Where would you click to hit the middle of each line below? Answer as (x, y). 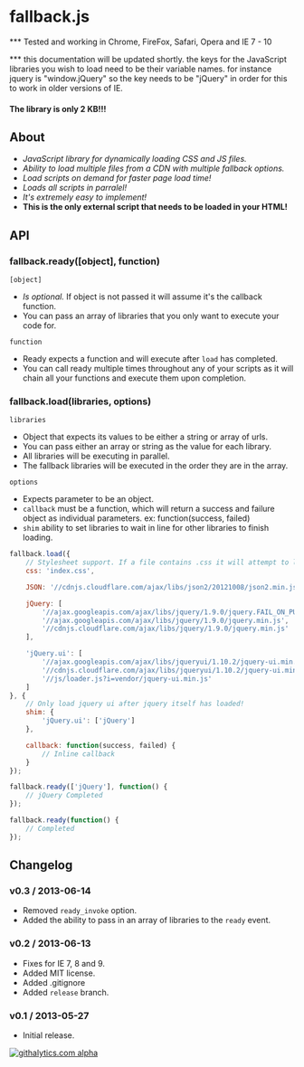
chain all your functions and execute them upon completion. (134, 378)
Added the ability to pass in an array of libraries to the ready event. (147, 921)
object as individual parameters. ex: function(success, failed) (136, 518)
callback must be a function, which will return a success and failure (149, 509)
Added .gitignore (54, 982)
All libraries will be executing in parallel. (96, 456)
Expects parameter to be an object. (88, 499)
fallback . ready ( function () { (64, 820)
